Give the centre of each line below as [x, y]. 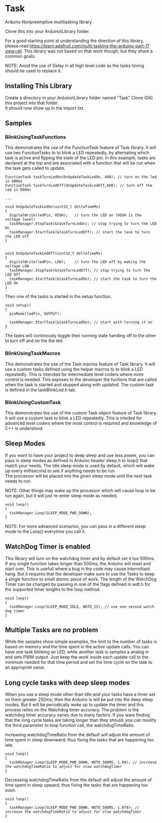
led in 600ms [18, 190]
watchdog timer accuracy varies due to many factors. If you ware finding [78, 715]
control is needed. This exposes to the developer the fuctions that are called [81, 379]
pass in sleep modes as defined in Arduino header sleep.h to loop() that [76, 460]
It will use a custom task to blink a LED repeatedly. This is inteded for [74, 418]
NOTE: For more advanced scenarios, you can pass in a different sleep [75, 526]
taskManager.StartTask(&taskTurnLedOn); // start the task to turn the [83, 279]
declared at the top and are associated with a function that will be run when [80, 163]
